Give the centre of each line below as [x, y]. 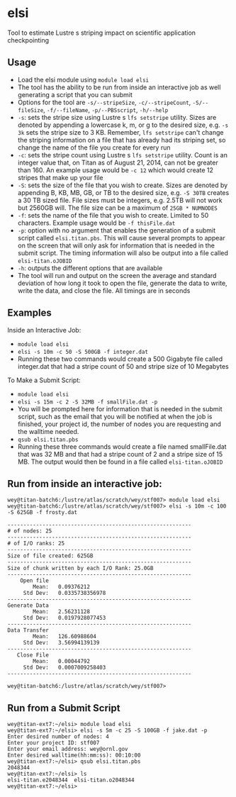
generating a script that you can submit [75, 94]
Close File [33, 655]
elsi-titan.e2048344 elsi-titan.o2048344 [71, 780]
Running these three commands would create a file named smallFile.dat [122, 446]
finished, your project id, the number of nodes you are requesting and [119, 424]
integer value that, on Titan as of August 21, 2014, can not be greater [118, 162]
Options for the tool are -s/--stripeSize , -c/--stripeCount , [104, 102]
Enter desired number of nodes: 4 [58, 737]
